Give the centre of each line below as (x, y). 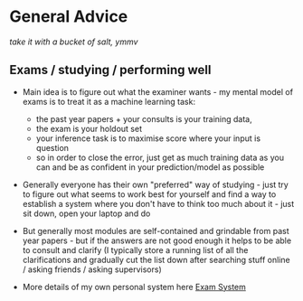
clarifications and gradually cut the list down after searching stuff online (156, 259)
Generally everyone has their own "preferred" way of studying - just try (156, 184)
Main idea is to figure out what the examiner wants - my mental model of (158, 91)
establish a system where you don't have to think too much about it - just (158, 203)
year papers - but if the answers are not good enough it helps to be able (157, 240)
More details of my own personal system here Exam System (134, 287)
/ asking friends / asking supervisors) (92, 269)
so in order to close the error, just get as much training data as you (160, 157)
